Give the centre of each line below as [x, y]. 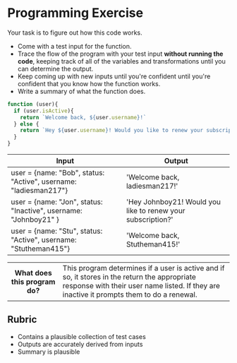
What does [33, 273]
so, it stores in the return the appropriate [129, 277]
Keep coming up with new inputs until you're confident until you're [114, 76]
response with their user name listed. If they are [141, 286]
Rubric [22, 320]
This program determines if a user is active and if [144, 268]
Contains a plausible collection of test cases [81, 336]
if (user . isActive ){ [44, 111]
